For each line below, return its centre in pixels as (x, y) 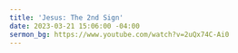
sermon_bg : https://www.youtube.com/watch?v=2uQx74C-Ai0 (119, 34)
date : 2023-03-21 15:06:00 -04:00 (75, 26)
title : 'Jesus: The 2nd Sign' (67, 18)
